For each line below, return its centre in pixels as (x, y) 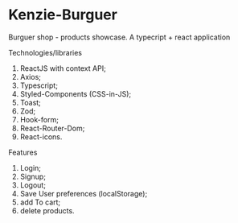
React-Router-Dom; (52, 128)
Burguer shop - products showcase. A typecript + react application (119, 37)
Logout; (33, 185)
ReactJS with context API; (63, 68)
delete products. (47, 210)
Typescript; (39, 85)
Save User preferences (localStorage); (84, 193)
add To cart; (40, 202)
